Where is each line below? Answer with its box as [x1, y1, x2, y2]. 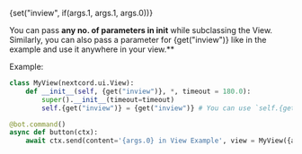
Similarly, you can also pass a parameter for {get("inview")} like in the [9, 35, 267, 45]
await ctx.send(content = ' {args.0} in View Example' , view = [25, 136, 255, 146]
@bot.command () [9, 120, 67, 129]
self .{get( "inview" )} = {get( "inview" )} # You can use [41, 103, 252, 113]
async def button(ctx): [9, 128, 99, 137]
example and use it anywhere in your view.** [9, 44, 175, 55]
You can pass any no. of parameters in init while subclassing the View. [9, 25, 272, 35]
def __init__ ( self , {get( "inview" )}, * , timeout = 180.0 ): [25, 87, 252, 96]
